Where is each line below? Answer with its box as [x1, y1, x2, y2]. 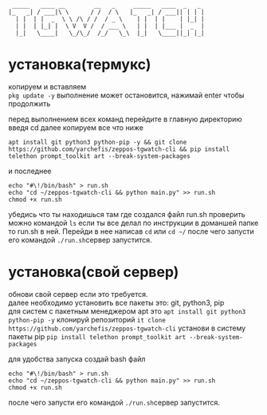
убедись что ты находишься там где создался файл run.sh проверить [8, 209, 245, 219]
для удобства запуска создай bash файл [8, 354, 146, 364]
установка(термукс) [8, 56, 151, 73]
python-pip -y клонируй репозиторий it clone [8, 314, 166, 324]
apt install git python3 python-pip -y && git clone [8, 138, 187, 146]
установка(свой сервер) [8, 263, 179, 281]
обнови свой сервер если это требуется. [8, 289, 148, 298]
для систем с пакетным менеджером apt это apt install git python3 [8, 306, 246, 316]
